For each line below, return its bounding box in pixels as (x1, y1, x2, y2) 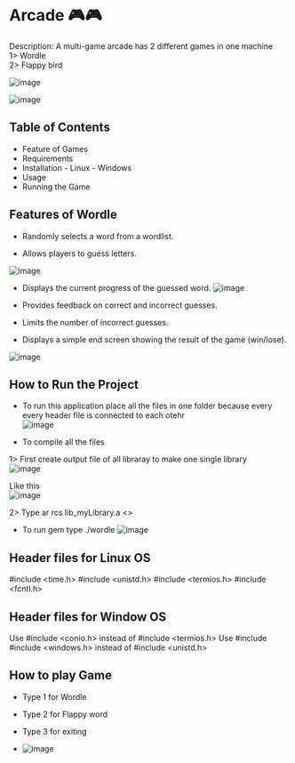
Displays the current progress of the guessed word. (21, 282, 211, 293)
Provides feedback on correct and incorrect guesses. (21, 300, 218, 310)
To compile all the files (21, 437, 105, 447)
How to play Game (9, 668, 113, 683)
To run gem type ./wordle (21, 525, 116, 535)
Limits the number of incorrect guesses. (21, 317, 169, 327)
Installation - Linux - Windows (21, 162, 132, 173)
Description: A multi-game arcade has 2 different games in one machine (9, 40, 274, 52)
